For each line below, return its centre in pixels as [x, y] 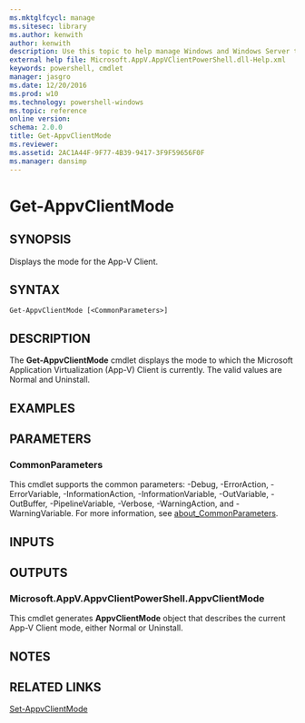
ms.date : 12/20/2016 [49, 85]
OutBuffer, [29, 503]
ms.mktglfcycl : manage [52, 18]
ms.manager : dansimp [49, 161]
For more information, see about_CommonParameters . [177, 513]
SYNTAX [35, 290]
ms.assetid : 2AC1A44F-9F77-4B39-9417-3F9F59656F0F [107, 152]
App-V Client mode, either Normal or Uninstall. [96, 628]
